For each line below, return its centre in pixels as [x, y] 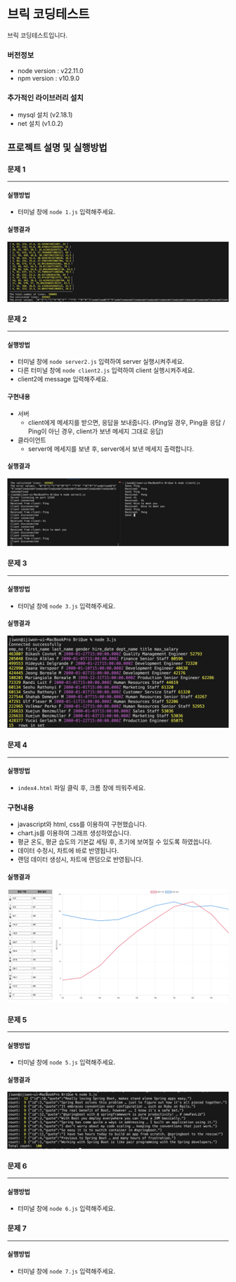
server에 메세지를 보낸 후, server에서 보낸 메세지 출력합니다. [111, 449]
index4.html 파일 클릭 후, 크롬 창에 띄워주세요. [81, 787]
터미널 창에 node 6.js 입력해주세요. [66, 1208]
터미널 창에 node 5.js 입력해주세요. [66, 1062]
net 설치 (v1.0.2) [40, 123]
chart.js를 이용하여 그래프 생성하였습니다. [74, 833]
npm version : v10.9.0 [48, 79]
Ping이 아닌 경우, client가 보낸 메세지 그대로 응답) [96, 431]
